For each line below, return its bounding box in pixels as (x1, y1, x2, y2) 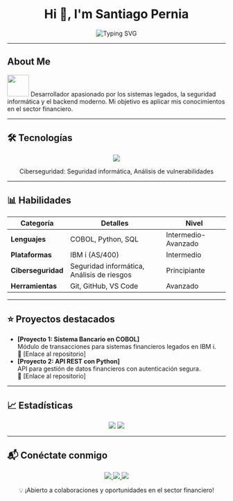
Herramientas (10, 281, 58, 291)
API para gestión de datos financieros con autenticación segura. (17, 364, 201, 373)
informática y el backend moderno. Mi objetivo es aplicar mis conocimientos (7, 97, 225, 105)
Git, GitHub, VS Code (70, 281, 139, 291)
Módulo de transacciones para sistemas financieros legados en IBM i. (17, 343, 216, 351)
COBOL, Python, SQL (70, 235, 139, 244)
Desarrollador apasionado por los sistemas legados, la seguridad (30, 90, 216, 98)
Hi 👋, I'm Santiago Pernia (44, 6, 189, 22)
